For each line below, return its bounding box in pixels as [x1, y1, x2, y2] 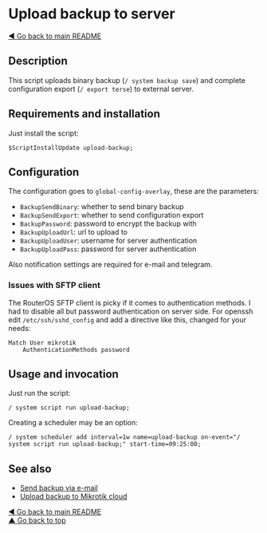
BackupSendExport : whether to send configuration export [19, 211, 204, 220]
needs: [8, 323, 31, 333]
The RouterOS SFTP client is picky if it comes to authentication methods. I [8, 298, 251, 307]
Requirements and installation [8, 107, 161, 120]
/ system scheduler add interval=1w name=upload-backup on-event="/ [8, 433, 241, 441]
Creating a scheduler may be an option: [8, 418, 138, 428]
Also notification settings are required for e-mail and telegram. [8, 260, 213, 270]
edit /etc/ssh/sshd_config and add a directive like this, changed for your [8, 314, 247, 324]
